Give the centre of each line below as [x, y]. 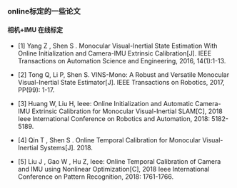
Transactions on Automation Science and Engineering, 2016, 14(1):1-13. [122, 61]
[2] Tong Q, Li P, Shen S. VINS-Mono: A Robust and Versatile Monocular [123, 75]
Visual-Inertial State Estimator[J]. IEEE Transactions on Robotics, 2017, [121, 83]
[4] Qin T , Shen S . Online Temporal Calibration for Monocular [109, 140]
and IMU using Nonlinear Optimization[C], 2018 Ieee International [114, 169]
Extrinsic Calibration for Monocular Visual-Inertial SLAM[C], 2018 [127, 111]
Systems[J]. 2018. [66, 148]
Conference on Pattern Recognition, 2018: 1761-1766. [95, 177]
